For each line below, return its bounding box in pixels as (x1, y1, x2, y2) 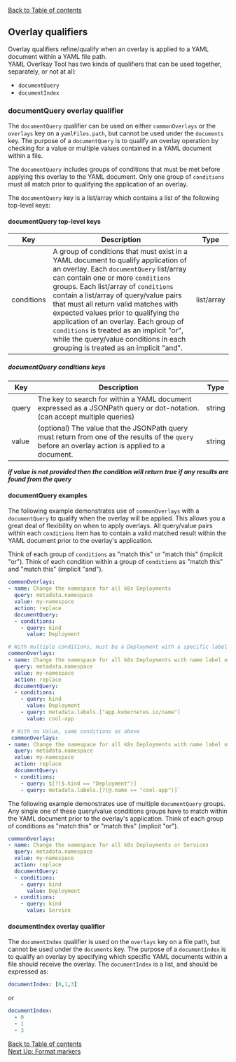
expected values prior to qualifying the (53, 308, 180, 318)
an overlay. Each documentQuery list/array (53, 264, 187, 274)
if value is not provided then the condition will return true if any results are (8, 468, 229, 476)
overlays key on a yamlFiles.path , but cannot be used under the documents (8, 129, 224, 137)
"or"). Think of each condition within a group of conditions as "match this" (8, 558, 223, 566)
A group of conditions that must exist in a (53, 247, 188, 257)
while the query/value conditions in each (53, 335, 186, 344)
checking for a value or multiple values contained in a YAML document (8, 144, 212, 153)
